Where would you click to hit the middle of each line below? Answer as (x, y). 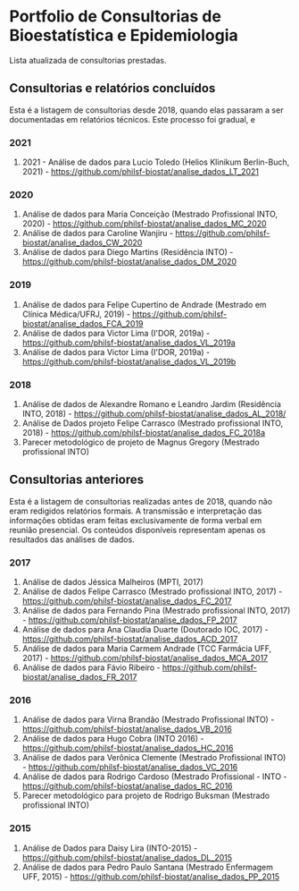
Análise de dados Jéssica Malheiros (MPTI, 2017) (112, 582)
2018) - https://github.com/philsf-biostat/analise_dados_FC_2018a (144, 432)
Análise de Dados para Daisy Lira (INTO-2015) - (110, 848)
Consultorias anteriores (77, 480)
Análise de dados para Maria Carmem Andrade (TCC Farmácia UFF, (147, 649)
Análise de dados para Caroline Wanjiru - (98, 233)
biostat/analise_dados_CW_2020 (82, 242)
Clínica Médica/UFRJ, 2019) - (76, 314)
